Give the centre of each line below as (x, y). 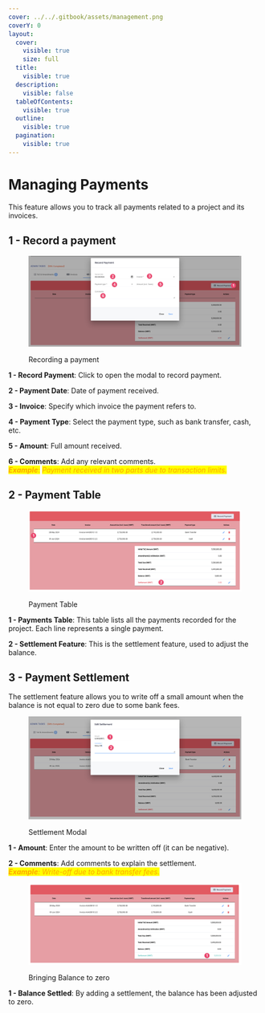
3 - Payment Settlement (69, 677)
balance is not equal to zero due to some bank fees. (94, 706)
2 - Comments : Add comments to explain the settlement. (102, 864)
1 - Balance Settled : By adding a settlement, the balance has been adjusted (133, 993)
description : (37, 84)
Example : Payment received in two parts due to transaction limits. (118, 470)
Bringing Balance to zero (69, 977)
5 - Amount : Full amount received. (65, 445)
